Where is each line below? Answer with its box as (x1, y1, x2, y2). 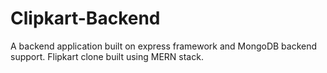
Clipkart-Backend (10, 7, 161, 30)
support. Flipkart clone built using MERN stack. (10, 50, 204, 62)
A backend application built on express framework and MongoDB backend (10, 40, 318, 52)
